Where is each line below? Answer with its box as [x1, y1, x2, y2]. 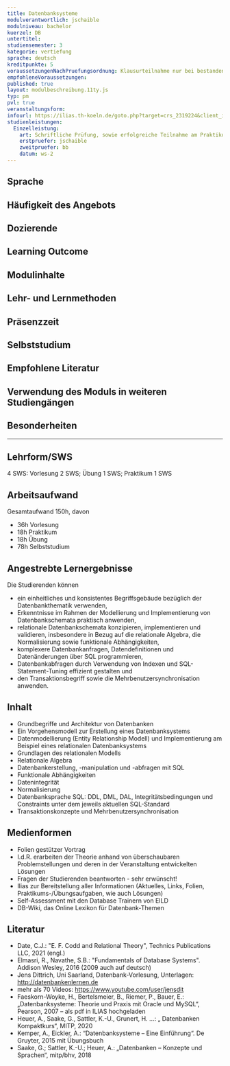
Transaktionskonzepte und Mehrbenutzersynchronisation [16, 807, 179, 815]
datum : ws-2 [19, 150, 53, 158]
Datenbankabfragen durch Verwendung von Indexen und [16, 660, 178, 668]
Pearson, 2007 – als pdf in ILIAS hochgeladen [16, 1007, 146, 1016]
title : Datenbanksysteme [7, 10, 78, 17]
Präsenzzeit [7, 316, 60, 327]
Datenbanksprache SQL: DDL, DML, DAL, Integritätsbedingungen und [16, 792, 214, 800]
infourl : [7, 112, 32, 119]
